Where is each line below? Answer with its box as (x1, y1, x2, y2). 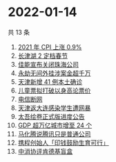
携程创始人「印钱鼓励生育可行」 (17, 138, 109, 147)
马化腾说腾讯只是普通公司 (17, 129, 91, 138)
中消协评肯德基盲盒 (17, 147, 73, 155)
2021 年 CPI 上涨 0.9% (17, 42, 82, 51)
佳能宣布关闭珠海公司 (17, 60, 79, 68)
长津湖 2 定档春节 (17, 51, 68, 60)
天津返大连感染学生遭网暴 (17, 104, 91, 112)
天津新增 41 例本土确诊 (17, 77, 83, 86)
